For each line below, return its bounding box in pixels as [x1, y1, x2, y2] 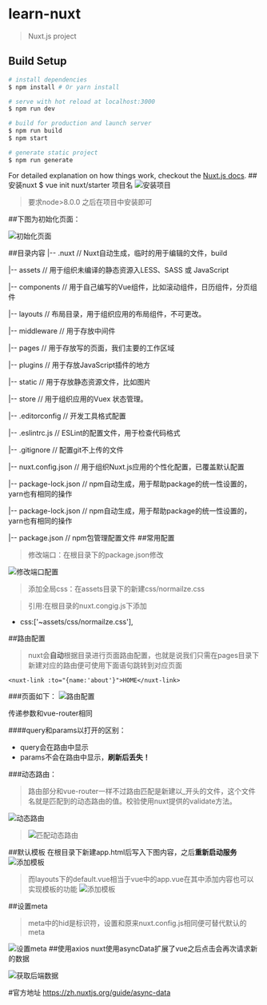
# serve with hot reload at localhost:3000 [8, 98, 156, 106]
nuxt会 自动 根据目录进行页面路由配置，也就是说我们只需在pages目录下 [27, 650, 260, 660]
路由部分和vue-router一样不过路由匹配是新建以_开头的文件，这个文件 [27, 786, 256, 796]
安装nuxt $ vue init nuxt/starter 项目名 [8, 180, 133, 189]
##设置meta [8, 901, 48, 911]
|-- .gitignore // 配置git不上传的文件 [8, 445, 124, 454]
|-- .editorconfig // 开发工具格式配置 [8, 411, 126, 421]
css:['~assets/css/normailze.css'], [19, 616, 133, 626]
